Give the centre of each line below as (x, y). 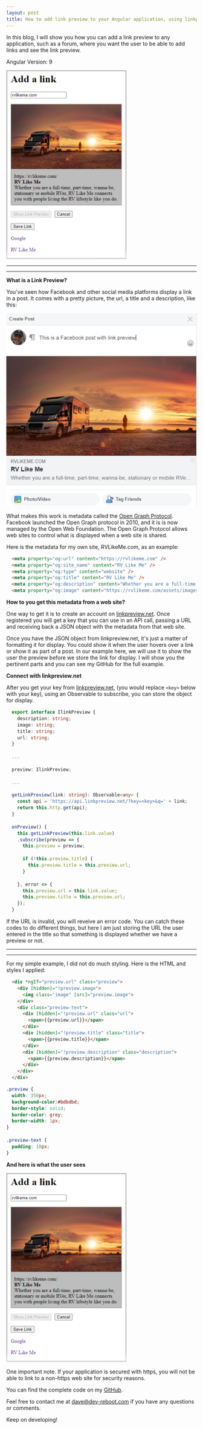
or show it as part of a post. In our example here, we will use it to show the (99, 651)
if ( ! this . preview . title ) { (58, 859)
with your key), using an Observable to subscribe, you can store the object (99, 694)
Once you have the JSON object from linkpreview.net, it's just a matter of (97, 638)
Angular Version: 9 (29, 62)
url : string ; (34, 737)
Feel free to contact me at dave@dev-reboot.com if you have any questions (100, 1401)
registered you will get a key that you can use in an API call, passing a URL (99, 620)
